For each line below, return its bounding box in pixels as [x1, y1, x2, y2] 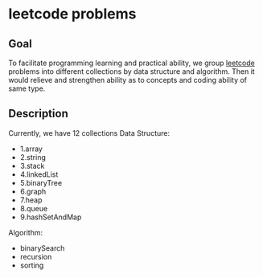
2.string [19, 152, 46, 161]
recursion [19, 251, 52, 261]
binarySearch [19, 243, 65, 253]
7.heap [19, 194, 43, 205]
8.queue [19, 203, 48, 213]
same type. [8, 84, 46, 93]
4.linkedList [19, 170, 59, 179]
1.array [19, 144, 43, 153]
